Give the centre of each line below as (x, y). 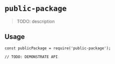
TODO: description (36, 21)
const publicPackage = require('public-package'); (58, 48)
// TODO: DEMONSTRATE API (31, 57)
